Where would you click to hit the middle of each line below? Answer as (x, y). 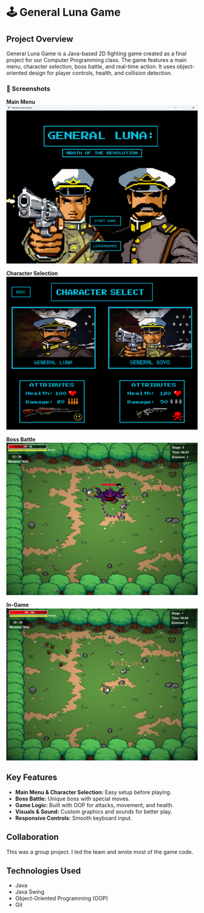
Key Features (32, 778)
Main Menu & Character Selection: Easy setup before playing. (93, 792)
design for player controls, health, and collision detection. (100, 73)
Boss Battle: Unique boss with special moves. (73, 799)
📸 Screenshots (28, 88)
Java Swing (29, 892)
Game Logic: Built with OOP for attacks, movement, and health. (94, 805)
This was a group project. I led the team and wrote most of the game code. (100, 852)
